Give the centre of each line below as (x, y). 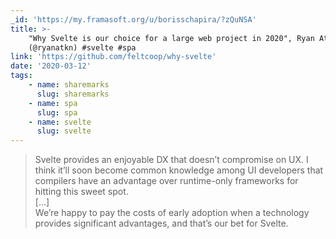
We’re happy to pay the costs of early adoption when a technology (172, 213)
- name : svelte (60, 122)
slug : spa (57, 112)
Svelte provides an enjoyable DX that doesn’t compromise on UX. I (171, 160)
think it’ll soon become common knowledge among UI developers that (179, 170)
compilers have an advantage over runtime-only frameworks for (166, 181)
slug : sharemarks (73, 94)
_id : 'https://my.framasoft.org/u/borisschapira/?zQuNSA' (133, 19)
